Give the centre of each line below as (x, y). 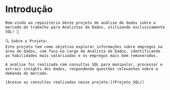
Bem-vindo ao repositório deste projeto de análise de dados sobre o (81, 23)
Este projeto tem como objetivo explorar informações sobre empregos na (84, 47)
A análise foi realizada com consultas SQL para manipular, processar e (84, 64)
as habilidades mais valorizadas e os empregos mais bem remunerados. (82, 56)
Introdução (29, 9)
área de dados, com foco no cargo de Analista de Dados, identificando (83, 51)
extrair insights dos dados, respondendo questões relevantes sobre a (82, 69)
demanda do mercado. (27, 73)
